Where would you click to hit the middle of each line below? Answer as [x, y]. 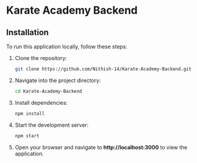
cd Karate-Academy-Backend [48, 91]
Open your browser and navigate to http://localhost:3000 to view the [101, 147]
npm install [30, 114]
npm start [27, 136]
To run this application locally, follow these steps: [67, 46]
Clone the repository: [41, 58]
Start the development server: [52, 125]
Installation [27, 32]
